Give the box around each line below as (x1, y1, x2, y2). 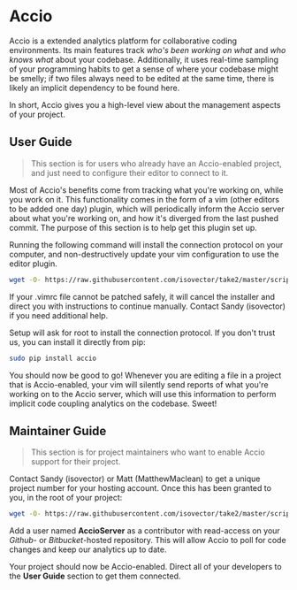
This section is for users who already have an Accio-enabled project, (30, 157, 283, 169)
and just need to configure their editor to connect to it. (30, 167, 229, 178)
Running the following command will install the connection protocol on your (9, 239, 284, 249)
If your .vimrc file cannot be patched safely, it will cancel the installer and (9, 291, 276, 302)
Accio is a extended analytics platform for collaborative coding (9, 35, 237, 46)
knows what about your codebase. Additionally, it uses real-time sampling (9, 54, 279, 65)
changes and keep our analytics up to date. (9, 544, 167, 555)
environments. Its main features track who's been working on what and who (9, 44, 286, 55)
